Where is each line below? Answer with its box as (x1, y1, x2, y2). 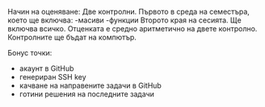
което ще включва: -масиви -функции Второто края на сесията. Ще (7, 15, 242, 25)
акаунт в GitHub (19, 64, 74, 73)
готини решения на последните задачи (19, 89, 155, 99)
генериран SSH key (19, 72, 86, 81)
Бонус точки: (7, 48, 53, 57)
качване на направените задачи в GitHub (19, 80, 162, 90)
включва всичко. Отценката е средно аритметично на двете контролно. (7, 24, 258, 33)
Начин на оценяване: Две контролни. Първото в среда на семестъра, (7, 7, 250, 16)
